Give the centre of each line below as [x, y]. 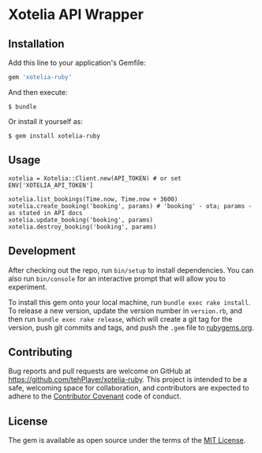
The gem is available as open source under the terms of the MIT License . [127, 440]
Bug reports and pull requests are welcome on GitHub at [100, 371]
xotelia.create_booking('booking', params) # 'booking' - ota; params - [130, 206]
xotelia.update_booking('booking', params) [81, 220]
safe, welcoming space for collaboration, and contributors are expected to [129, 388]
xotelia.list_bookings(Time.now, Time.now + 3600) [93, 199]
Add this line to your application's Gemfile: [77, 62]
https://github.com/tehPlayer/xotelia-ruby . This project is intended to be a [127, 379]
